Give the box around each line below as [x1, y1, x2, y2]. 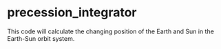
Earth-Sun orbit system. [7, 34, 75, 42]
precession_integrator [7, 5, 137, 20]
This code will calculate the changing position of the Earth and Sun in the [7, 27, 215, 35]
